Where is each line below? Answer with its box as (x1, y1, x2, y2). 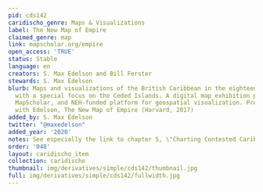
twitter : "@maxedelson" (8, 121, 86, 129)
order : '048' (8, 143, 51, 150)
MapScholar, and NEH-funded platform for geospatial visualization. (15, 99, 243, 107)
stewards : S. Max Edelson (8, 77, 92, 85)
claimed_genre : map (8, 33, 72, 42)
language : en (8, 63, 51, 71)
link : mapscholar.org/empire (8, 41, 103, 49)
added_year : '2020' (8, 128, 72, 136)
